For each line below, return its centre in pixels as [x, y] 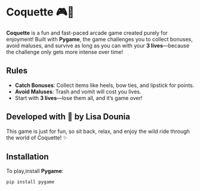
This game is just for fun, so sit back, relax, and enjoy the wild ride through [98, 131]
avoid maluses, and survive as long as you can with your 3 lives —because [98, 46]
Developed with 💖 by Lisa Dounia [68, 117]
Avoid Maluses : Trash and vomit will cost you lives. [78, 92]
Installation [27, 157]
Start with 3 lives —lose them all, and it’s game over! [79, 98]
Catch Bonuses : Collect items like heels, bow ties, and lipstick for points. [104, 85]
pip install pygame [30, 182]
